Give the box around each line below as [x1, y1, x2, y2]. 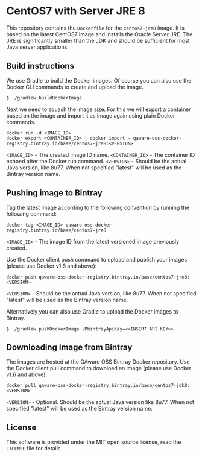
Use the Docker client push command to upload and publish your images [6, 256, 188, 263]
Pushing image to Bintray [6, 188, 103, 198]
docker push [6, 274, 36, 280]
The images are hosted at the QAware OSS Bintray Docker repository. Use [6, 358, 190, 365]
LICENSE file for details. [6, 445, 62, 452]
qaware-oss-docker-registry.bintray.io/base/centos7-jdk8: [38, 383, 190, 389]
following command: [6, 210, 57, 218]
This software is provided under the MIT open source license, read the [6, 438, 181, 446]
